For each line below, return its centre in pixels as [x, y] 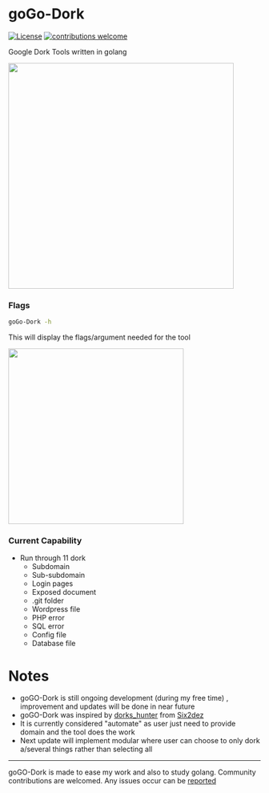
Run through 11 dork [53, 558]
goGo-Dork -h [30, 322]
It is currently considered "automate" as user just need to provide [128, 724]
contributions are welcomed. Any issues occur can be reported [112, 781]
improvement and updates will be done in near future [107, 706]
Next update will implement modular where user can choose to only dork [140, 741]
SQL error [48, 626]
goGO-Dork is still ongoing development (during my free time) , [124, 698]
